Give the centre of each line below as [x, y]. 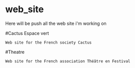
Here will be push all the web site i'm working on [56, 23]
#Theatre [15, 52]
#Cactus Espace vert [27, 33]
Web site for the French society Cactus [49, 42]
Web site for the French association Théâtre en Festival [68, 61]
